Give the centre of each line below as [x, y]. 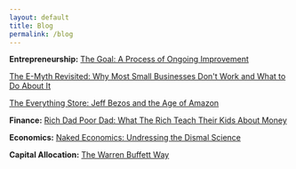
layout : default [39, 17]
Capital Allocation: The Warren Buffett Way [89, 155]
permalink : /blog [41, 34]
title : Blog [31, 26]
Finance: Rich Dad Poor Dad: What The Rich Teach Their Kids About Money [148, 120]
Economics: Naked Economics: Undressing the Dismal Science [125, 138]
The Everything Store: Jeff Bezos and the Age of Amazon [114, 103]
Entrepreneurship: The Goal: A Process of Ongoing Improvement [129, 60]
